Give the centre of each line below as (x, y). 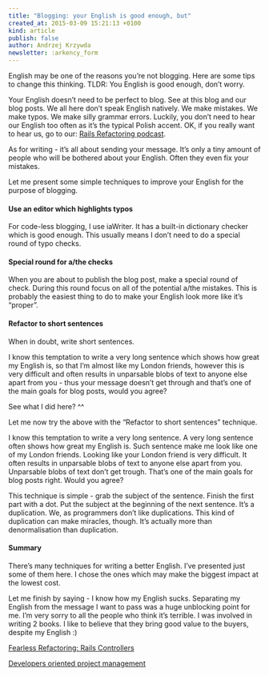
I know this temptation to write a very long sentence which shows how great (134, 356)
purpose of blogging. (43, 190)
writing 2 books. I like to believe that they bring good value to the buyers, (129, 624)
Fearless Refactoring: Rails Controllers (71, 648)
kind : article (32, 30)
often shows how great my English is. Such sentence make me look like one (133, 446)
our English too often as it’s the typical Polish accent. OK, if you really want (131, 125)
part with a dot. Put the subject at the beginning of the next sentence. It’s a (131, 504)
